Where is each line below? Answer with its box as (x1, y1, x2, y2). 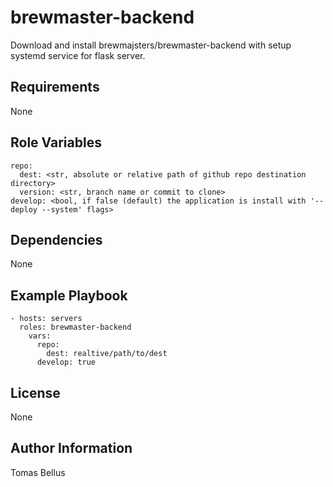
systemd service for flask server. (10, 49, 146, 61)
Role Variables (10, 134, 102, 151)
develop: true (36, 357, 97, 368)
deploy (10, 204, 38, 215)
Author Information (10, 440, 133, 457)
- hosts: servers (10, 314, 83, 324)
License (10, 384, 61, 401)
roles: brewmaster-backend (19, 322, 132, 333)
